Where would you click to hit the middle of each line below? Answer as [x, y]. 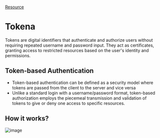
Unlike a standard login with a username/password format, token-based [84, 93]
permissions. [18, 55]
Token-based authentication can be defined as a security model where [83, 83]
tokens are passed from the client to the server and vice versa [74, 87]
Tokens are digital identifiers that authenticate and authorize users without [79, 40]
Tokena [20, 27]
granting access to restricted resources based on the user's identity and [77, 50]
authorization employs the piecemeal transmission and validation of [79, 98]
